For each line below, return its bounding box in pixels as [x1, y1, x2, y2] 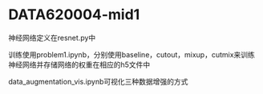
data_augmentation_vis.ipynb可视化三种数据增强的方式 [8, 76, 188, 86]
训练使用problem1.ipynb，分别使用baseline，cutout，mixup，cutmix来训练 [8, 49, 255, 59]
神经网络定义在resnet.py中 [8, 33, 96, 42]
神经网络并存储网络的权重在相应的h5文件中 [8, 60, 151, 69]
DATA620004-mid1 [8, 6, 140, 24]
